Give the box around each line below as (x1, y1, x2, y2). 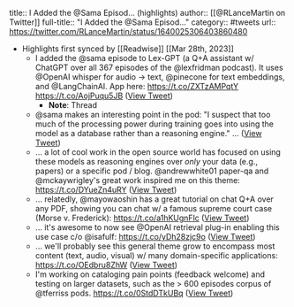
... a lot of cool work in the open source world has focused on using (34, 147, 281, 157)
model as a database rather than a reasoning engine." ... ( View (34, 128, 262, 138)
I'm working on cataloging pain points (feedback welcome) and (34, 269, 266, 280)
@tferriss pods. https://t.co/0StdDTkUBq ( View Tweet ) (34, 288, 234, 298)
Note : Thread (48, 100, 98, 110)
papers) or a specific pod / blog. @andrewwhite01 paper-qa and (34, 165, 269, 176)
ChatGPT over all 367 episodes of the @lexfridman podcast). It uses (34, 62, 284, 73)
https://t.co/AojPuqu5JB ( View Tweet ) (34, 90, 174, 101)
